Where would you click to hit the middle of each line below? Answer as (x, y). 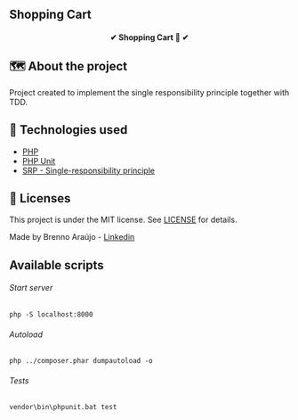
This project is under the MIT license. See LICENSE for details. (123, 220)
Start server (31, 288)
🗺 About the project (68, 66)
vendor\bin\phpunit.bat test (63, 408)
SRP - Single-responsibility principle (89, 170)
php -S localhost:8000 (51, 315)
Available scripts (56, 265)
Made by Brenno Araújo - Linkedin (72, 237)
